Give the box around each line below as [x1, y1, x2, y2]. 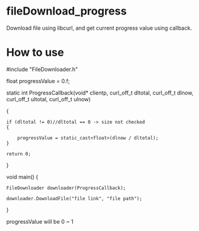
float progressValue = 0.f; [6, 77, 70, 84]
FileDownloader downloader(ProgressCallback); [6, 185, 126, 191]
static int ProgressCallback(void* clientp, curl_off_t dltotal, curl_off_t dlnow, [6, 89, 194, 96]
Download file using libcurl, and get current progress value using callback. [6, 24, 192, 32]
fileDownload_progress [6, 4, 127, 18]
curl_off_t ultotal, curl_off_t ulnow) [6, 95, 91, 102]
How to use [6, 45, 64, 59]
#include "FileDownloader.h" [6, 65, 78, 73]
